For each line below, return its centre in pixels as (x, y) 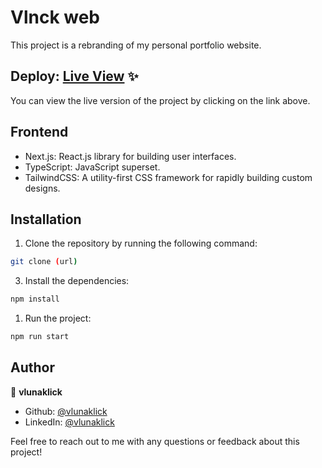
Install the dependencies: (77, 281)
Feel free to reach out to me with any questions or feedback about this (155, 441)
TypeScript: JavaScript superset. (92, 167)
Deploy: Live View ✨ (74, 76)
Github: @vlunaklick (66, 411)
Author (32, 367)
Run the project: (58, 318)
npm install (35, 299)
